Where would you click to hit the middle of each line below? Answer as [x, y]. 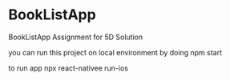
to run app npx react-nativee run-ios [68, 68]
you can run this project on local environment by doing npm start [115, 52]
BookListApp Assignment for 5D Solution [75, 37]
